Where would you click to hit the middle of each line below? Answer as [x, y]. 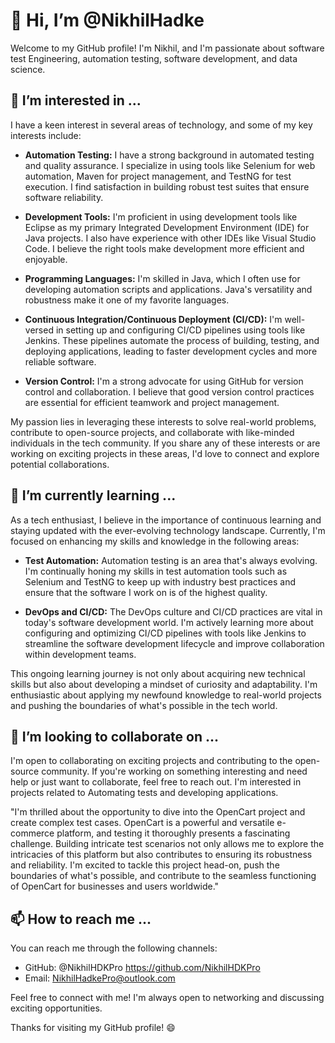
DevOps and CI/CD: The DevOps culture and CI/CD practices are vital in [173, 611]
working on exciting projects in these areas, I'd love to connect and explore [165, 453]
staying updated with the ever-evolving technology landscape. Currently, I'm [168, 530]
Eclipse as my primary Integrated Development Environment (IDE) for [167, 227]
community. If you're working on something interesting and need [174, 771]
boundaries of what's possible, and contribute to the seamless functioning [163, 876]
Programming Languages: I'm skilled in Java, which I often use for [162, 278]
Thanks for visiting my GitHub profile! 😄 [93, 1028]
